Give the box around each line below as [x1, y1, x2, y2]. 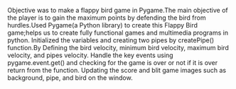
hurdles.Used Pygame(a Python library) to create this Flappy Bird [7, 21, 198, 29]
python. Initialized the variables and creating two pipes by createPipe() [7, 36, 215, 44]
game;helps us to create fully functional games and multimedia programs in [7, 28, 229, 37]
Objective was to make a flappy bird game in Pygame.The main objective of [7, 6, 229, 14]
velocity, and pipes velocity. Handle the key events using [7, 51, 173, 59]
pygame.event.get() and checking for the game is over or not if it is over [7, 59, 218, 66]
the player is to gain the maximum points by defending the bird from [7, 13, 206, 22]
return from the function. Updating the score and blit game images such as [7, 66, 226, 74]
